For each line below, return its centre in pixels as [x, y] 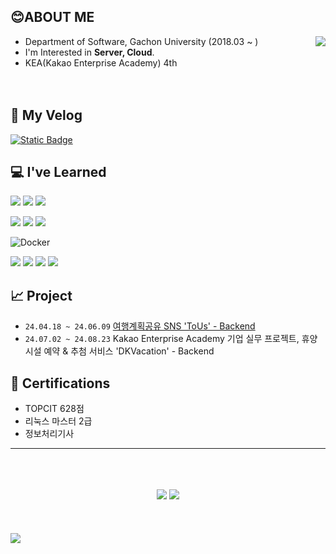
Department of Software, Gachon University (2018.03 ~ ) [141, 41]
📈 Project [41, 295]
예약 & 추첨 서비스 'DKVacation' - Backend [129, 351]
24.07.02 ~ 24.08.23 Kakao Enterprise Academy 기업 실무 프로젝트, [162, 339]
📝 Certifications [60, 383]
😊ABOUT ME [52, 17]
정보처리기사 [49, 434]
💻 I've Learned [58, 172]
